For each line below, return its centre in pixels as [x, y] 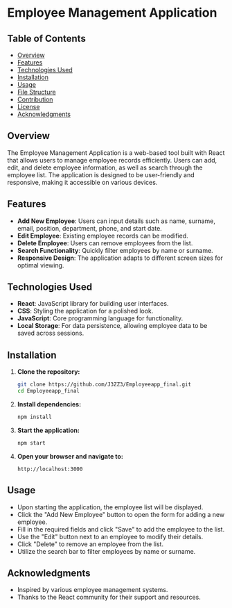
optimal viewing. [41, 265]
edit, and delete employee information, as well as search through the [105, 167]
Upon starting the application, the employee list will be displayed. [110, 507]
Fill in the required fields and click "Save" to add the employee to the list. [121, 529]
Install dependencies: [49, 404]
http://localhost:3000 [50, 469]
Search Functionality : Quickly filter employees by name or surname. [115, 250]
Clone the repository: [48, 372]
